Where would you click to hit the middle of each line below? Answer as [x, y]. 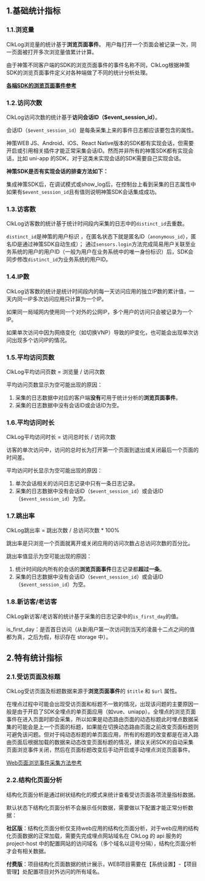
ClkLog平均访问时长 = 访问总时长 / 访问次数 [61, 437]
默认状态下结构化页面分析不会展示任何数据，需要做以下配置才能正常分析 [97, 807]
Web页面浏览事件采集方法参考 [44, 763]
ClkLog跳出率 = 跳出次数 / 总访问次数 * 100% [63, 530]
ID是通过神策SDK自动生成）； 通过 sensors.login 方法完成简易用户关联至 [101, 244]
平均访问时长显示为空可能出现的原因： [54, 471]
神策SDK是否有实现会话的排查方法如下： [57, 171]
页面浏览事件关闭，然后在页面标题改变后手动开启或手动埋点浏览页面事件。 [100, 750]
